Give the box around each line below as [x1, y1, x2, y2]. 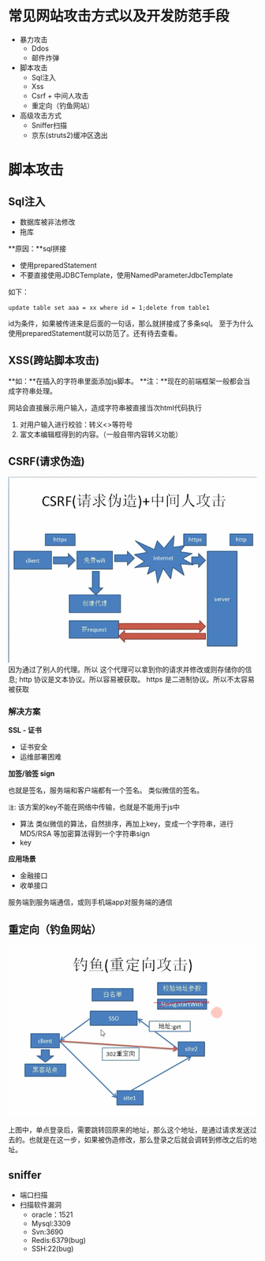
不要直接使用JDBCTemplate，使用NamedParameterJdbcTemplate [19, 270, 233, 280]
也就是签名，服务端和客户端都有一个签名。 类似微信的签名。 [8, 785, 203, 795]
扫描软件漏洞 [19, 1200, 62, 1210]
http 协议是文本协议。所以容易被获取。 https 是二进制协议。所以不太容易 [19, 674, 255, 684]
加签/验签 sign [8, 769, 55, 778]
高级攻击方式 [19, 110, 62, 120]
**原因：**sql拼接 [8, 244, 67, 253]
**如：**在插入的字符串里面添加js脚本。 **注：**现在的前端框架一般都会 [8, 376, 244, 386]
